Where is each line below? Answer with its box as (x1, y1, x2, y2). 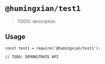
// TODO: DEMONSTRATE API (5, 54, 58, 59)
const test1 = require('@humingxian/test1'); (5, 46, 101, 51)
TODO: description (17, 18, 56, 24)
